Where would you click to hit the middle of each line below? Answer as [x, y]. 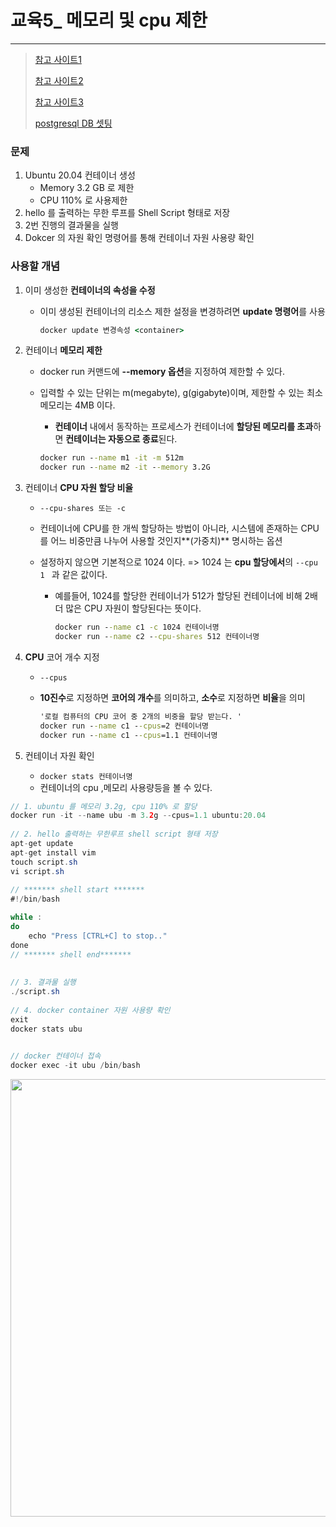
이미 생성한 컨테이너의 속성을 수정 [90, 290]
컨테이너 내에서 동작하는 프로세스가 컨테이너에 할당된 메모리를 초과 [184, 427]
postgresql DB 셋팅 [73, 123]
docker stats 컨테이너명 [86, 776]
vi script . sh [37, 871]
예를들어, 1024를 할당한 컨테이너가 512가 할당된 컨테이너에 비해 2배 [186, 596]
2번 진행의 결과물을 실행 [71, 225]
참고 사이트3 [59, 102]
